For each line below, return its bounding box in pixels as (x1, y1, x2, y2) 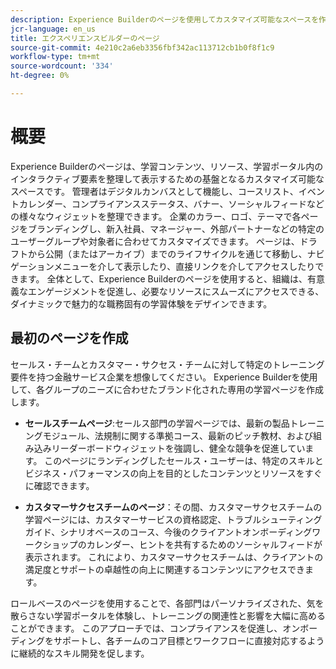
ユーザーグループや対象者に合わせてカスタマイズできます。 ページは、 (10, 235, 300, 247)
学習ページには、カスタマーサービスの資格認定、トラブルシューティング (24, 513, 323, 525)
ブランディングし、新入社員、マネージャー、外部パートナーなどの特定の (27, 222, 325, 235)
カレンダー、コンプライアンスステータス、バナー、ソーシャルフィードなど (18, 197, 325, 210)
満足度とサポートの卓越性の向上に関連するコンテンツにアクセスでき (24, 563, 306, 575)
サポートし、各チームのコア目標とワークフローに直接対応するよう (53, 634, 325, 646)
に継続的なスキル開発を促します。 (10, 647, 150, 659)
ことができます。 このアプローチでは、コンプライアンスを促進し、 (10, 622, 283, 634)
